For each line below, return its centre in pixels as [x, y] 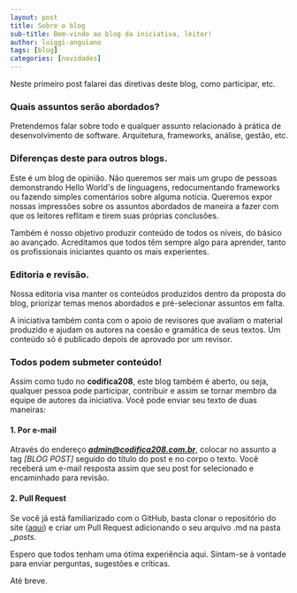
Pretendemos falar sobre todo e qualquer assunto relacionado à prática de [146, 126]
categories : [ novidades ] [56, 59]
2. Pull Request [38, 498]
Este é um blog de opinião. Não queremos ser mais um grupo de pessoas [144, 177]
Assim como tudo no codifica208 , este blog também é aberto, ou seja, [139, 381]
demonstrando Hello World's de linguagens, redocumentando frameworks [145, 187]
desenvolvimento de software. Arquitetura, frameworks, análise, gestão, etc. [149, 136]
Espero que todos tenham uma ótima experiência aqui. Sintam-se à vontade [148, 554]
